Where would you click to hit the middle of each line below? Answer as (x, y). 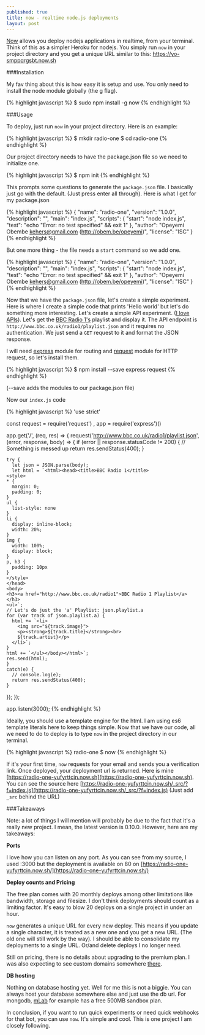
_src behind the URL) (33, 797)
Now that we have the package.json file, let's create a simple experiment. (98, 300)
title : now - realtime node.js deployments (63, 18)
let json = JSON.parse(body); (50, 465)
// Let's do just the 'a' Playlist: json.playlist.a (75, 611)
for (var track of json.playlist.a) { (56, 616)
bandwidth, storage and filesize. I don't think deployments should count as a (102, 901)
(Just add (181, 791)
